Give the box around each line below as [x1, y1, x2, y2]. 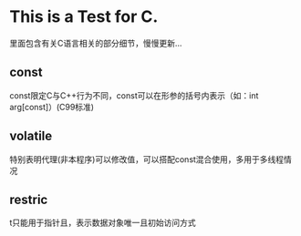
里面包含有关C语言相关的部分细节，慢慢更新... [9, 37, 182, 48]
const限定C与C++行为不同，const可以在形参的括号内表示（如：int [9, 89, 259, 101]
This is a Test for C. [9, 6, 159, 27]
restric [9, 191, 48, 207]
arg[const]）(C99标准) [9, 101, 94, 112]
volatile [9, 128, 53, 144]
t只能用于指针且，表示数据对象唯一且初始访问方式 [9, 217, 196, 229]
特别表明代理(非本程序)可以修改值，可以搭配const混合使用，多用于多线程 [9, 153, 285, 165]
